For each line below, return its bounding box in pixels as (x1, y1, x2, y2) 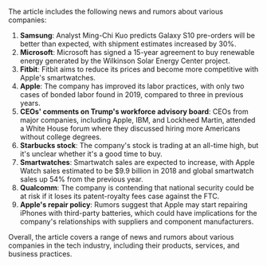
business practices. (8, 249, 73, 258)
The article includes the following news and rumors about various (8, 7, 223, 16)
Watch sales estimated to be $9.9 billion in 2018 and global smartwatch (19, 166, 254, 175)
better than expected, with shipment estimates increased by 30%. (19, 39, 237, 49)
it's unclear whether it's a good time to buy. (19, 149, 163, 158)
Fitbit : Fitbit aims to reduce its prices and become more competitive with (19, 65, 259, 74)
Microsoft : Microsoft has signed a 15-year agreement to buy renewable (19, 48, 255, 57)
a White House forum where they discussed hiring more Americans (19, 123, 241, 133)
